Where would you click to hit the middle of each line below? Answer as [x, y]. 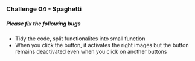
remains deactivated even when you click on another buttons [91, 51]
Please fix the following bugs [43, 24]
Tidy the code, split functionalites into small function [80, 39]
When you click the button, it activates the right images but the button [102, 45]
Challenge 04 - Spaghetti [44, 9]
